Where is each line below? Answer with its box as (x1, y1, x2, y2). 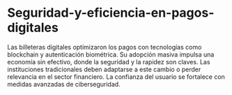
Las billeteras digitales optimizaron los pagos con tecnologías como (7, 43, 202, 51)
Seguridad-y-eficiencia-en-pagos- (7, 5, 215, 21)
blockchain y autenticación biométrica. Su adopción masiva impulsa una (7, 50, 215, 59)
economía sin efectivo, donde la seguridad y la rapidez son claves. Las (7, 57, 210, 66)
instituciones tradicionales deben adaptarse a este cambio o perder (7, 65, 201, 73)
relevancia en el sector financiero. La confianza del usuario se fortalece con (7, 72, 225, 81)
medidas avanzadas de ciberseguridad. (7, 80, 121, 88)
